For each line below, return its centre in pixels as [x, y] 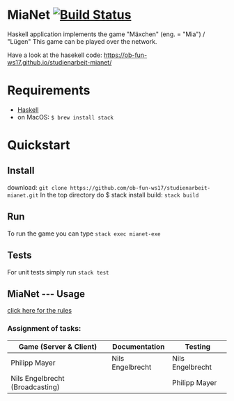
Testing [198, 346]
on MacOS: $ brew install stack [65, 117]
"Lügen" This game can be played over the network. [82, 41]
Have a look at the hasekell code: [55, 55]
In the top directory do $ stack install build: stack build [119, 195]
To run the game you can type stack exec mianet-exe [84, 234]
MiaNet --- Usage [46, 294]
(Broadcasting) [36, 387]
